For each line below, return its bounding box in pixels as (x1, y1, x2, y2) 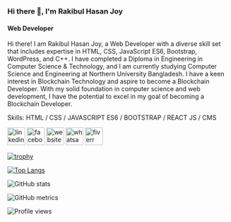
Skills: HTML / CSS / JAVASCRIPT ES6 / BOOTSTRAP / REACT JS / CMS (7, 113, 217, 122)
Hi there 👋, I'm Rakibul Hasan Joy (7, 6, 124, 16)
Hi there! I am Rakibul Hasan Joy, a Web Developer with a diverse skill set (7, 40, 221, 48)
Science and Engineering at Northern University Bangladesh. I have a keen (7, 70, 225, 78)
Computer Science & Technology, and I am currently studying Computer (7, 62, 218, 71)
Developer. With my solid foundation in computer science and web (7, 85, 201, 93)
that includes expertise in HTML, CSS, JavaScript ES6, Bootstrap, (7, 47, 198, 56)
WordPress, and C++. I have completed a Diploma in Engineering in (7, 54, 203, 63)
